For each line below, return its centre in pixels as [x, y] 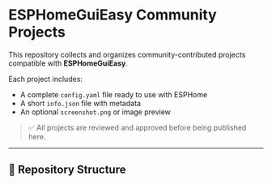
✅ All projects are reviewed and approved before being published [137, 127]
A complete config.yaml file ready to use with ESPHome [114, 94]
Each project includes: [46, 79]
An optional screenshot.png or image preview [96, 112]
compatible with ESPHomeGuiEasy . [68, 63]
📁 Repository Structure [67, 170]
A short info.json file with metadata [81, 103]
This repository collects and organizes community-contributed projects [127, 54]
